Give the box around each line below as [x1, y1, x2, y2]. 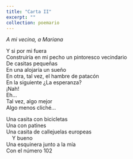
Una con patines [6, 122, 46, 129]
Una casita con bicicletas [6, 116, 68, 123]
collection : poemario [6, 20, 60, 26]
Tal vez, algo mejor [6, 98, 53, 105]
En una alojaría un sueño [6, 66, 66, 74]
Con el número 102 [6, 147, 52, 154]
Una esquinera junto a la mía [6, 141, 76, 148]
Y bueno [11, 135, 33, 142]
